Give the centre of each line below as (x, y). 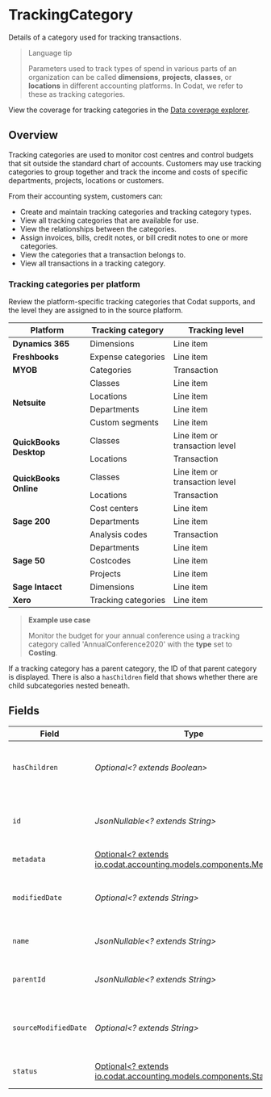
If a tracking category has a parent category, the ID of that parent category (133, 668)
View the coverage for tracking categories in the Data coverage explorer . (129, 110)
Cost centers (114, 509)
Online (25, 488)
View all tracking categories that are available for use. (109, 220)
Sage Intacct (38, 587)
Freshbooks (35, 357)
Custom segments (124, 423)
